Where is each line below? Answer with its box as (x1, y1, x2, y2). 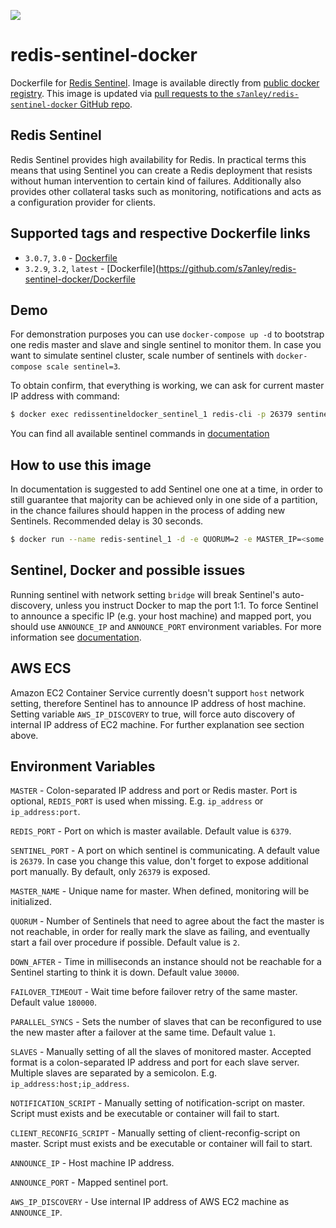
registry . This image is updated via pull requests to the (10, 87, 235, 99)
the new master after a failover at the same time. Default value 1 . (10, 1026, 277, 1039)
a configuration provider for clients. (10, 196, 156, 208)
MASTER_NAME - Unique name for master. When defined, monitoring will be (10, 885, 310, 897)
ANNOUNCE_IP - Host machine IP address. (10, 1157, 175, 1169)
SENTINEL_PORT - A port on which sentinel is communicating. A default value (10, 845, 320, 857)
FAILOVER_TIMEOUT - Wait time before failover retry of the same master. (10, 986, 298, 998)
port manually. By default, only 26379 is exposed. (10, 866, 211, 878)
